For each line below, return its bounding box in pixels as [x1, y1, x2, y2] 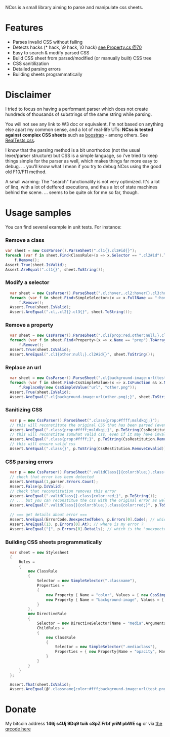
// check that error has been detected [10, 474, 94, 479]
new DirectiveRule [27, 612, 67, 617]
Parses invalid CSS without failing [12, 39, 83, 45]
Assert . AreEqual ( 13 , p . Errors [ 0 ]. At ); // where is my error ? [10, 522, 144, 527]
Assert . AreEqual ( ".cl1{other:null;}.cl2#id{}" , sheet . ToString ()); [10, 351, 155, 357]
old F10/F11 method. [5, 169, 47, 175]
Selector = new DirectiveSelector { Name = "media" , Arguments [37, 621, 166, 626]
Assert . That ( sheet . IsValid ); [10, 682, 71, 687]
